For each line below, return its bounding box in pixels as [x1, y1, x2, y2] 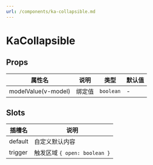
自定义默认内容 [34, 138, 76, 146]
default [9, 137, 29, 146]
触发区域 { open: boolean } [34, 148, 111, 157]
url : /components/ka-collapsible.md [6, 8, 96, 15]
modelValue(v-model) [9, 87, 70, 95]
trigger [9, 148, 28, 157]
